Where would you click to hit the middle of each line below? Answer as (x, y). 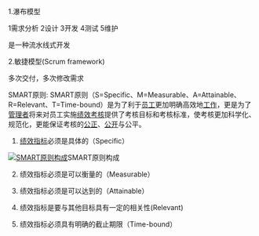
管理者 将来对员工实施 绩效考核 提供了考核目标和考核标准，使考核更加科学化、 (132, 114)
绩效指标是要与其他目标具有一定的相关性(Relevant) (101, 207)
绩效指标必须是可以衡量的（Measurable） (87, 174)
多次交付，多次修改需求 (46, 78)
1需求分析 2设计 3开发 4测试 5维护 (63, 28)
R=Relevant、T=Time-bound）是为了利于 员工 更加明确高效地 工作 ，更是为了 (130, 105)
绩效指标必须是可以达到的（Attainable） (84, 191)
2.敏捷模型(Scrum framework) (57, 62)
